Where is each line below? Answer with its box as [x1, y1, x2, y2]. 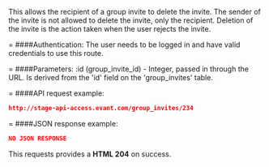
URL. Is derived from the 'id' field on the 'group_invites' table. [8, 73, 213, 82]
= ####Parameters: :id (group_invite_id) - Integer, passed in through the [8, 64, 250, 74]
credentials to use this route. [8, 49, 104, 58]
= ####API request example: [8, 88, 105, 98]
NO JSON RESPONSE [8, 134, 67, 143]
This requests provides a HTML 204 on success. [8, 149, 172, 159]
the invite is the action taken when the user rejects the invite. [8, 24, 211, 33]
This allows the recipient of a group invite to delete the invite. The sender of [8, 7, 262, 16]
